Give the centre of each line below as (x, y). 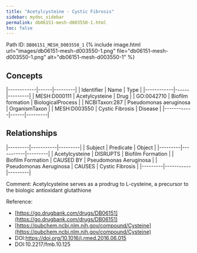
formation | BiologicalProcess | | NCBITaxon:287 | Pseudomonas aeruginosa (98, 102)
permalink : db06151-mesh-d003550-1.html (56, 22)
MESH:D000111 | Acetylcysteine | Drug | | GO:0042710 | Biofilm (111, 96)
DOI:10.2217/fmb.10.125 (42, 244)
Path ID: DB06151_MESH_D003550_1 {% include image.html (74, 45)
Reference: (19, 201)
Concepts (24, 76)
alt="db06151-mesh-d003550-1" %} (91, 57)
